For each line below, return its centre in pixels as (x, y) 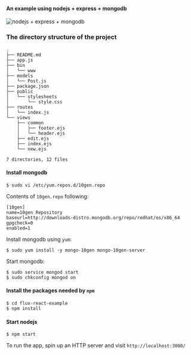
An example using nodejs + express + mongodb (67, 8)
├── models (20, 76)
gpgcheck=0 (20, 223)
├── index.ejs (34, 143)
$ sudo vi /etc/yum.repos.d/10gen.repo (56, 185)
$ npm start (21, 335)
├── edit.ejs (33, 138)
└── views (19, 117)
